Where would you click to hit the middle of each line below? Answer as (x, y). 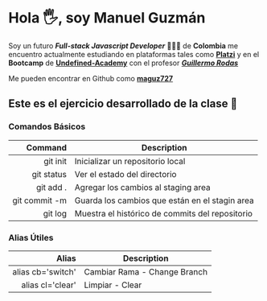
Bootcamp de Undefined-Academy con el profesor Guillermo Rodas (123, 63)
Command (46, 147)
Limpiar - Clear (113, 285)
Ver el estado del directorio (125, 174)
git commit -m (39, 200)
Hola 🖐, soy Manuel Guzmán (107, 18)
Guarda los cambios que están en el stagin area (164, 200)
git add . (51, 187)
